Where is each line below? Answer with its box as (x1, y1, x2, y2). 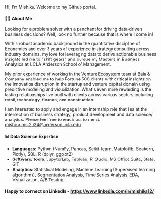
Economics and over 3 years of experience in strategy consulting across (5, 46, 150, 52)
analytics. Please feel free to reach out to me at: (5, 117, 101, 122)
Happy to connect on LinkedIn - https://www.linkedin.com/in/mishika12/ (5, 188, 154, 194)
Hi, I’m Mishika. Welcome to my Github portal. (5, 4, 96, 10)
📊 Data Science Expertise (5, 133, 59, 139)
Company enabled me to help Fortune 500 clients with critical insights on (5, 76, 151, 82)
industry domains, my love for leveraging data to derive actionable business (5, 51, 157, 57)
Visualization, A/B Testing (12, 177, 64, 183)
